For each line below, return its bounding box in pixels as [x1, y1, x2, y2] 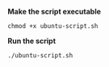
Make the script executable [7, 7, 102, 16]
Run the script [7, 36, 57, 45]
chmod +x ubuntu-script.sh [7, 22, 99, 30]
